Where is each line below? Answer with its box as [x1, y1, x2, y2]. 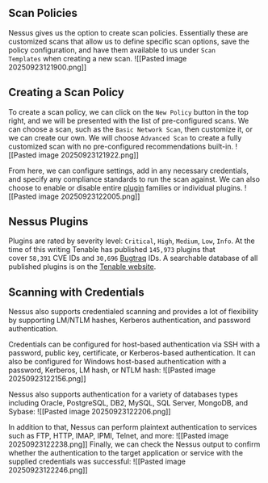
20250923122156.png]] [8, 374, 86, 384]
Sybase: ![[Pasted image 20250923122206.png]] [8, 407, 171, 417]
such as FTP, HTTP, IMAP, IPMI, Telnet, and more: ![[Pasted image [8, 431, 228, 441]
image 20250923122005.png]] [38, 191, 140, 201]
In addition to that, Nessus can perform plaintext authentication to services [8, 422, 258, 432]
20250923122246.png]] [8, 465, 88, 475]
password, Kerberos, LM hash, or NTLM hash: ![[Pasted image [8, 365, 216, 375]
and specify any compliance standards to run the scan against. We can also [8, 174, 261, 184]
